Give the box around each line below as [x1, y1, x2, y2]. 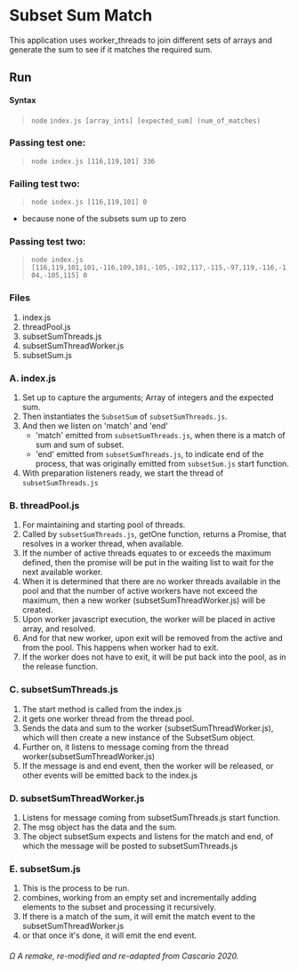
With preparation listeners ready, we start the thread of [21, 468, 224, 478]
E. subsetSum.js [9, 862, 82, 875]
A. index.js [9, 372, 56, 384]
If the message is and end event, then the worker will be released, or [21, 760, 274, 771]
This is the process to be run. [21, 883, 130, 894]
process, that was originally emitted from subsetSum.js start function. [35, 459, 289, 469]
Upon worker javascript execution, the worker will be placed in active [21, 614, 276, 625]
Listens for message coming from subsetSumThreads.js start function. [21, 812, 280, 822]
